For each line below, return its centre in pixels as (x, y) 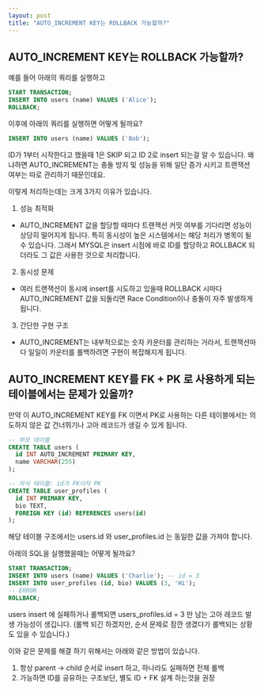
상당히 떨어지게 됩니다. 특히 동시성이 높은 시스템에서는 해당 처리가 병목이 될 (136, 235)
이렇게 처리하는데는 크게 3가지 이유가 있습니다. (80, 191)
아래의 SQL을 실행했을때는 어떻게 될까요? (72, 554)
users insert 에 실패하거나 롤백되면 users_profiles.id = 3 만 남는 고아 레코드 (126, 614)
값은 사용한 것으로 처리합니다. (95, 255)
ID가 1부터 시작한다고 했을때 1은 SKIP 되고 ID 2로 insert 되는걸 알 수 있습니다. (127, 155)
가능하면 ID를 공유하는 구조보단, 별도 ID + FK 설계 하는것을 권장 (117, 677)
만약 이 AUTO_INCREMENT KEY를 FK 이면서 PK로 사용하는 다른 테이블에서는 (128, 415)
